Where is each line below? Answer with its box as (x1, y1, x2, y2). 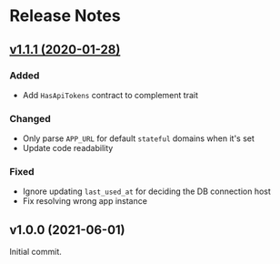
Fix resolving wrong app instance (22, 196, 148, 207)
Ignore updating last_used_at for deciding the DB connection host (22, 186, 271, 197)
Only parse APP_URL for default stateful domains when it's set (22, 133, 255, 144)
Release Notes (9, 5, 121, 26)
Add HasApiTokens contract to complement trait (22, 89, 198, 100)
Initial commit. (9, 247, 62, 258)
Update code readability (22, 143, 114, 154)
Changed (9, 112, 52, 125)
